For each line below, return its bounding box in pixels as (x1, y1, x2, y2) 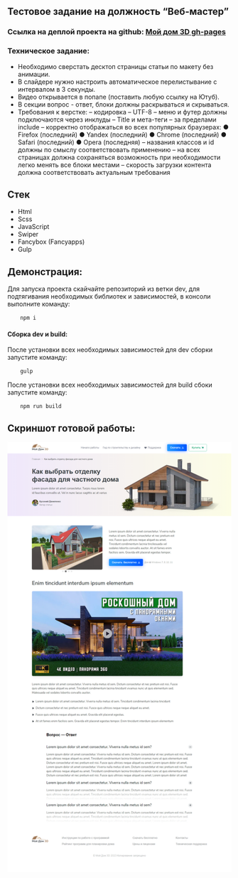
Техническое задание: (7, 46, 90, 56)
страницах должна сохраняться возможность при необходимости (17, 153, 221, 161)
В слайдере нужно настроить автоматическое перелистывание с (17, 77, 217, 86)
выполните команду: (7, 300, 70, 309)
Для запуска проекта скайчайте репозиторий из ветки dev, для (7, 284, 200, 294)
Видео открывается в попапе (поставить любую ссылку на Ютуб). (17, 92, 220, 101)
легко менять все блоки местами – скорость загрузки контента (17, 160, 212, 169)
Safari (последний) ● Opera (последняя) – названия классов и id (17, 138, 215, 146)
